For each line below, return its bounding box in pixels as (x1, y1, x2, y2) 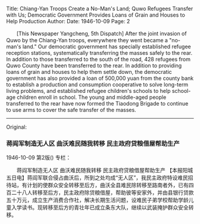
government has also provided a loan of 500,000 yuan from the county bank (6, 74, 194, 82)
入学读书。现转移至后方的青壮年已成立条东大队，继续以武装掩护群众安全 (11, 204, 189, 211)
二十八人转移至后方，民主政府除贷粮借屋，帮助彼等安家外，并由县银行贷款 (11, 189, 194, 196)
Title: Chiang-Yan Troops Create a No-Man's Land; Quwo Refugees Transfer (6, 5, 193, 12)
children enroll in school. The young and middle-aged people (17, 94, 167, 101)
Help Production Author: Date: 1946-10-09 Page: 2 (6, 18, 130, 24)
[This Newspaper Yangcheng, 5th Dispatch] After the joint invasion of (16, 30, 187, 37)
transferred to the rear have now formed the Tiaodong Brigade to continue (6, 100, 189, 107)
